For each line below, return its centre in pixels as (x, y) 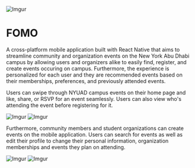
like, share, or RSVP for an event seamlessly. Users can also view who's (94, 99)
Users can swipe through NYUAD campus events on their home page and (96, 93)
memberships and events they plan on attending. (66, 147)
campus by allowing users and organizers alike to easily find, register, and (96, 62)
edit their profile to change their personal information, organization (87, 141)
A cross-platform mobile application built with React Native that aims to (93, 49)
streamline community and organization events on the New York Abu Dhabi (98, 56)
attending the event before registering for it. (60, 105)
